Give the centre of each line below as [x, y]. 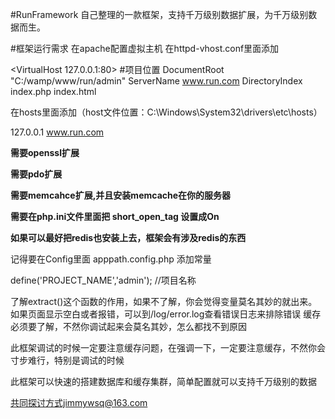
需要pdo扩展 [36, 174]
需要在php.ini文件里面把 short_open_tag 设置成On [115, 216]
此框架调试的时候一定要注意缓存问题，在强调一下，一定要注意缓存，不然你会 [168, 347]
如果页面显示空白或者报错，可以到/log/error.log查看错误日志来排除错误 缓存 [166, 314]
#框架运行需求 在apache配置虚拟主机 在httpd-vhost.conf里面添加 [145, 48]
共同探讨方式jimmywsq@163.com [79, 402]
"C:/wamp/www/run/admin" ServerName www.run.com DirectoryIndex [156, 81]
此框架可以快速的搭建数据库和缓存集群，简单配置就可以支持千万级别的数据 [163, 381]
